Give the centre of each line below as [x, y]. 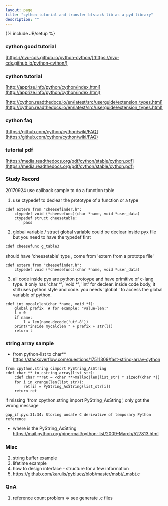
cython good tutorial [31, 47]
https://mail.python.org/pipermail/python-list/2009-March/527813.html [86, 434]
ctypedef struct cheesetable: [46, 218]
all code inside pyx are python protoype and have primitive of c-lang [83, 279]
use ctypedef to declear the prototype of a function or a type [75, 200]
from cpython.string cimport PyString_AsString [56, 369]
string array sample [30, 343]
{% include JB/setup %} [30, 34]
